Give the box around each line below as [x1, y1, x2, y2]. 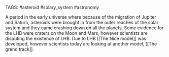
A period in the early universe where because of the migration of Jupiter [5, 14, 156, 20]
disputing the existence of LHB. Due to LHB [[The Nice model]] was [5, 35, 147, 41]
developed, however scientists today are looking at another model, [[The [5, 41, 157, 47]
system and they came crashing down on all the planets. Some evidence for [5, 25, 164, 31]
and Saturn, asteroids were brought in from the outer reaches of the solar [5, 20, 159, 25]
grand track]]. [5, 46, 35, 52]
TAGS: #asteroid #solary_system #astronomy [5, 5, 99, 10]
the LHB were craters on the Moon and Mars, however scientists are [5, 30, 148, 36]
